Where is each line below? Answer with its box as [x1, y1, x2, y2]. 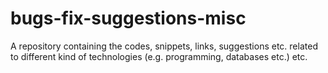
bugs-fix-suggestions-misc [10, 7, 247, 30]
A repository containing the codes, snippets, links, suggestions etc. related [10, 40, 318, 52]
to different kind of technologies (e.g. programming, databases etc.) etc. [10, 50, 308, 62]
